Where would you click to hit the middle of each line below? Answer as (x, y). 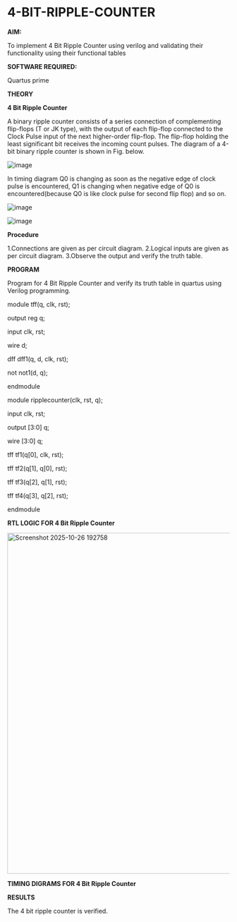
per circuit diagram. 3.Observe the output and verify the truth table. (105, 255)
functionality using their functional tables (67, 53)
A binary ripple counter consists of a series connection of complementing (114, 121)
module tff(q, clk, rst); (39, 304)
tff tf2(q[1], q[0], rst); (37, 468)
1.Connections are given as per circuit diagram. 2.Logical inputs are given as (118, 248)
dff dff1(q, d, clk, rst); (38, 359)
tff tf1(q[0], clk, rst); (36, 454)
